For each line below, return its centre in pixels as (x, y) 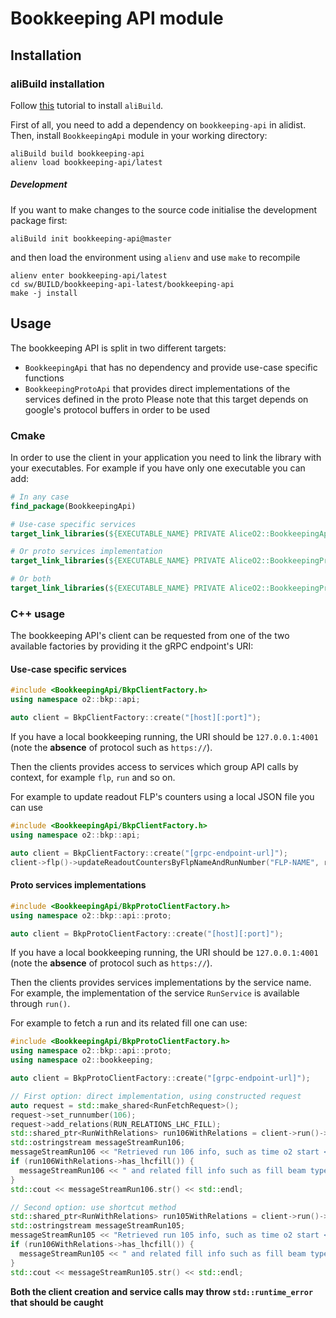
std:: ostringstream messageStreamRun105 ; (98, 1226)
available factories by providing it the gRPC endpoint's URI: (132, 646)
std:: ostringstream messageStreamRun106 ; (98, 1143)
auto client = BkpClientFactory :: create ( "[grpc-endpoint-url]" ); (149, 853)
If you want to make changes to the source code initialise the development (164, 209)
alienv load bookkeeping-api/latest (86, 162)
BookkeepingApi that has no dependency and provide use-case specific (171, 367)
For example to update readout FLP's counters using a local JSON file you (162, 797)
